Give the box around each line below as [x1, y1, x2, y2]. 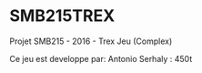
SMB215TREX [9, 5, 116, 26]
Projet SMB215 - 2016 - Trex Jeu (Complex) [9, 36, 173, 47]
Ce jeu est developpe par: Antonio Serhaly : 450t [9, 53, 193, 64]
